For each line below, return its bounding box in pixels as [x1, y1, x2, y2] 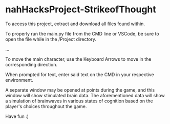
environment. [5, 77, 33, 83]
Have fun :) [5, 113, 29, 119]
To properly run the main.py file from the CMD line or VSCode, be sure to [5, 30, 160, 37]
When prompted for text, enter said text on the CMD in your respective [5, 71, 155, 78]
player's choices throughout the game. [5, 103, 87, 109]
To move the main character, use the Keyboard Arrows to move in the [5, 56, 152, 62]
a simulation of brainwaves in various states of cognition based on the [5, 98, 153, 104]
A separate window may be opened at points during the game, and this [5, 86, 155, 93]
